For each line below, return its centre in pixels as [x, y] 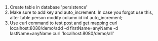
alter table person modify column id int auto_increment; [66, 18]
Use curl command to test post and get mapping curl [63, 23]
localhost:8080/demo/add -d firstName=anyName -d [64, 28]
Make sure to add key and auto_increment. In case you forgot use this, [81, 12]
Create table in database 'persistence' [49, 7]
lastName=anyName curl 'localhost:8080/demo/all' [62, 33]
